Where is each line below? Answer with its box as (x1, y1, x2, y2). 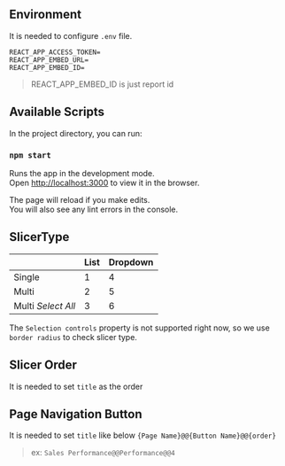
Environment (9, 7, 82, 22)
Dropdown (108, 256, 154, 268)
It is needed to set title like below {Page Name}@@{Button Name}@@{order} (9, 430, 277, 441)
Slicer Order (9, 358, 78, 373)
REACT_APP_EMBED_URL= (9, 55, 89, 65)
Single (13, 270, 40, 283)
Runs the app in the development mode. (9, 167, 155, 178)
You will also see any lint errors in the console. (9, 204, 179, 214)
